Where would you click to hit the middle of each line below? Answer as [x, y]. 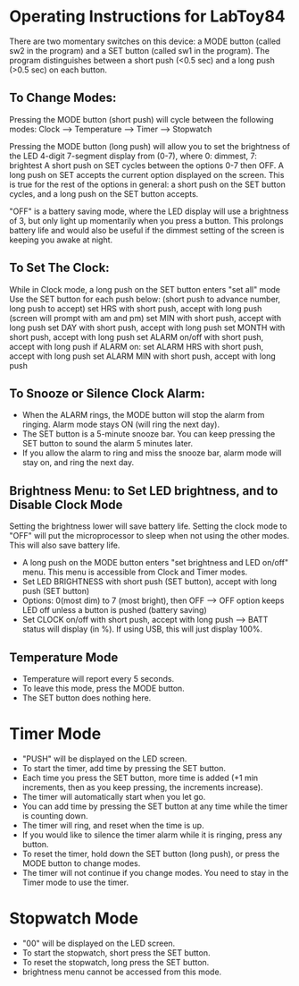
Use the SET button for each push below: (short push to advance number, [145, 299]
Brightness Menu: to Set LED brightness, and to [144, 491]
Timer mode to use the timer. [75, 882]
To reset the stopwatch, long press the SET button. [116, 962]
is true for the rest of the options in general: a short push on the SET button [147, 184]
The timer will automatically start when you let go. [114, 796]
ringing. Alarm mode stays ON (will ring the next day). [121, 425]
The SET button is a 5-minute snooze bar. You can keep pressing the [149, 434]
